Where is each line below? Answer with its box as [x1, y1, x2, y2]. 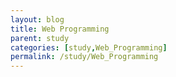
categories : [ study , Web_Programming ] [10, 42, 168, 53]
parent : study [10, 33, 70, 43]
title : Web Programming [10, 24, 110, 34]
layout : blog [10, 14, 65, 25]
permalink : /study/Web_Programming [10, 52, 159, 62]
